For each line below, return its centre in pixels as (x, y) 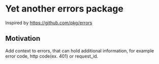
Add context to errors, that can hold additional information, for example (80, 50)
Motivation (23, 39)
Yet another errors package (64, 9)
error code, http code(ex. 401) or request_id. (52, 56)
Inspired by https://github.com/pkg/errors (49, 23)
